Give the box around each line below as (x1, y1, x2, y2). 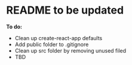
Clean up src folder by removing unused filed (14, 47, 127, 54)
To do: (6, 23, 23, 30)
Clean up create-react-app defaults (14, 34, 103, 41)
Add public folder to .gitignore (14, 41, 89, 48)
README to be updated (6, 4, 124, 17)
